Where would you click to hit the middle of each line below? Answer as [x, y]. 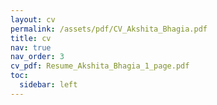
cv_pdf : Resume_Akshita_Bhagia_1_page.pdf [100, 66]
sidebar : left [48, 85]
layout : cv [33, 19]
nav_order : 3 [37, 57]
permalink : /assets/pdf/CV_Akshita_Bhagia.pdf [109, 29]
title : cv [31, 38]
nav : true [31, 47]
